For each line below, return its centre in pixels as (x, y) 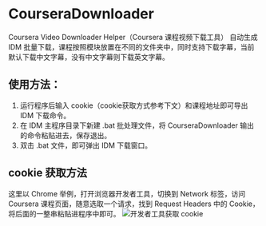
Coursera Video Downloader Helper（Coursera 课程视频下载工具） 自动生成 (133, 37)
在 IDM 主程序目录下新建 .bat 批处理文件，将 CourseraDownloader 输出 (137, 125)
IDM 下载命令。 (45, 115)
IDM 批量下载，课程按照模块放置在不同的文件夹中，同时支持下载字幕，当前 (131, 47)
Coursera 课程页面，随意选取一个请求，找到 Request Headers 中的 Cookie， (134, 204)
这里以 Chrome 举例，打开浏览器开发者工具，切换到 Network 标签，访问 (127, 193)
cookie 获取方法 (48, 173)
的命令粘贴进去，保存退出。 (66, 135)
